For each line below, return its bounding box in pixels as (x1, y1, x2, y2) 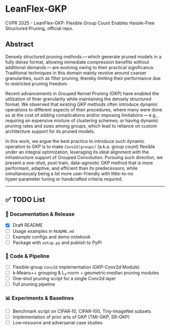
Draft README (12, 222, 43, 228)
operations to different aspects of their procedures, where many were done (5, 106, 162, 112)
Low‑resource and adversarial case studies (12, 319, 103, 325)
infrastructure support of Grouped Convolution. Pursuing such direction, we (5, 154, 163, 160)
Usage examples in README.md (12, 228, 74, 234)
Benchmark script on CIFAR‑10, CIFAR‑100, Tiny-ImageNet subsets (12, 308, 151, 314)
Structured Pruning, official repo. (5, 25, 74, 31)
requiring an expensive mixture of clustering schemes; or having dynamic (5, 117, 159, 124)
